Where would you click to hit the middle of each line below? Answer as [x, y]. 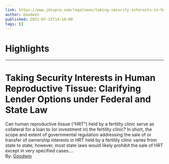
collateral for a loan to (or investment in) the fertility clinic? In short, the [79, 129]
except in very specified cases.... [39, 151]
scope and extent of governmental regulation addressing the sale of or [78, 135]
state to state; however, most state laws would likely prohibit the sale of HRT [84, 145]
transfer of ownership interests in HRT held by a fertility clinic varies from [81, 140]
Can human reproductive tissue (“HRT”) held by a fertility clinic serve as [80, 124]
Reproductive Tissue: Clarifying [73, 89]
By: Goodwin [18, 156]
